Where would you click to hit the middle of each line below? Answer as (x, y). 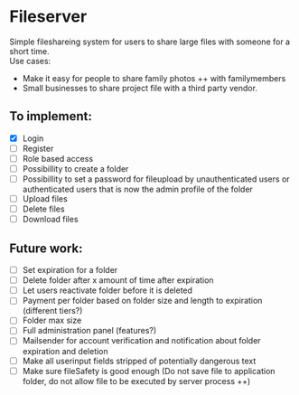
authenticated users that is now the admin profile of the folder (137, 189)
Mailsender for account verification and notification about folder (141, 341)
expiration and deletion (65, 351)
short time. (29, 51)
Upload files (45, 199)
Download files (50, 220)
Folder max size (52, 320)
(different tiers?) (52, 311)
